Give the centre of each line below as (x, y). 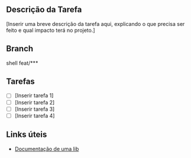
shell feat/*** (22, 63)
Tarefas (21, 82)
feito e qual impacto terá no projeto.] (51, 30)
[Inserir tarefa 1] (34, 96)
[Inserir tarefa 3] (35, 109)
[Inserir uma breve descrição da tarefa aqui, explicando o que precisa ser (96, 24)
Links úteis (27, 135)
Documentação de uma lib (47, 149)
